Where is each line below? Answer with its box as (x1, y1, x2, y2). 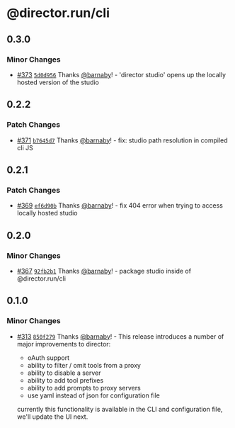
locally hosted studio (16, 209, 79, 218)
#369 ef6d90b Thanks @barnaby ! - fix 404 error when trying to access (16, 201, 224, 210)
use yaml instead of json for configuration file (27, 391, 160, 400)
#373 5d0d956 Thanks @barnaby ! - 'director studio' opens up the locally (16, 70, 227, 79)
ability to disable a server (27, 368, 101, 377)
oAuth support (27, 353, 70, 362)
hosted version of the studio (16, 78, 100, 86)
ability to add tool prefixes (27, 376, 104, 384)
